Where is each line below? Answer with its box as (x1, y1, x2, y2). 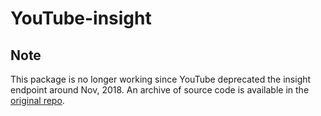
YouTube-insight (10, 7, 152, 30)
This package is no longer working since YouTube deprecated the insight (10, 73, 312, 85)
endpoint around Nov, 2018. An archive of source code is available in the (10, 84, 310, 96)
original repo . (10, 95, 65, 106)
